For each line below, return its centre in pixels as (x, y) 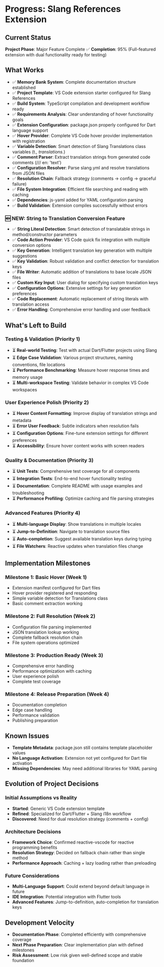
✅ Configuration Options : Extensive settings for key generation (76, 288)
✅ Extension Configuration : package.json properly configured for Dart (84, 125)
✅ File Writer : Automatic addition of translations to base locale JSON (82, 272)
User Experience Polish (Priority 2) (47, 402)
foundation (23, 961)
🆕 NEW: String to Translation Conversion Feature (65, 218)
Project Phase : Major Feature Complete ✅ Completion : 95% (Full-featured (81, 49)
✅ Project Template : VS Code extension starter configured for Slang (81, 93)
